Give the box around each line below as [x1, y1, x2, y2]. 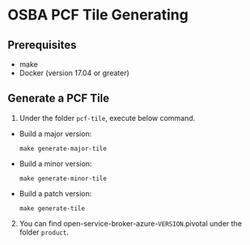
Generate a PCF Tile [7, 92, 110, 105]
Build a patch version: [19, 188, 92, 198]
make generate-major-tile [19, 144, 107, 153]
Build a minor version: [19, 158, 92, 168]
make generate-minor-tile [19, 174, 107, 183]
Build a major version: [19, 128, 92, 139]
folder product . [19, 227, 70, 237]
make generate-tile [19, 204, 86, 213]
